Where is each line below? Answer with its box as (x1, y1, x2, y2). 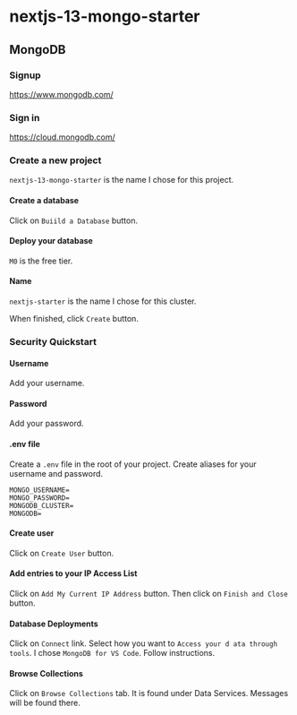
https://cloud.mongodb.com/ (9, 132, 115, 142)
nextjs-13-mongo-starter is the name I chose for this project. (9, 175, 234, 185)
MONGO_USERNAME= (9, 486, 70, 495)
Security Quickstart (9, 336, 97, 348)
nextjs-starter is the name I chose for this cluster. (9, 296, 197, 306)
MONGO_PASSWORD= (9, 493, 70, 503)
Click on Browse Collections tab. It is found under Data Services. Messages (9, 688, 289, 699)
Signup (9, 69, 42, 82)
